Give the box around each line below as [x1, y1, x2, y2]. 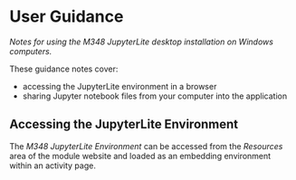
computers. [9, 45, 53, 56]
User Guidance [9, 6, 124, 27]
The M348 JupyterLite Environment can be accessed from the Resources [9, 140, 283, 151]
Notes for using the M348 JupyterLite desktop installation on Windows [9, 36, 274, 47]
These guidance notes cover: [9, 63, 119, 74]
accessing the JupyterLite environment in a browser [22, 81, 217, 91]
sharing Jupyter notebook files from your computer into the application [22, 90, 288, 101]
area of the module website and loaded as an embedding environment [9, 150, 272, 161]
